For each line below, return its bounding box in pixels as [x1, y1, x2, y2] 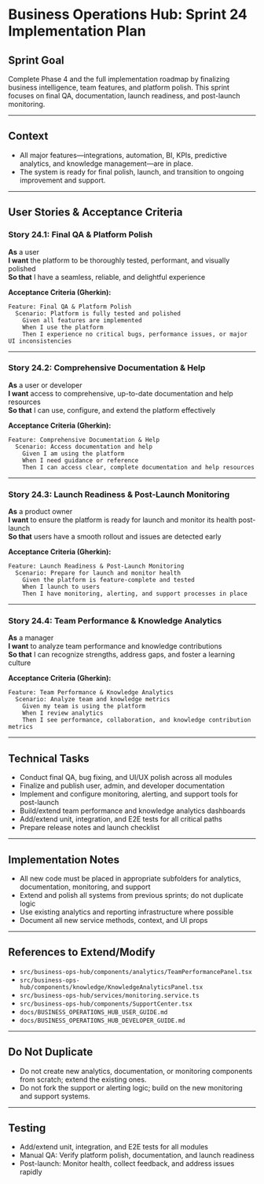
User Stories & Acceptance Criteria [8, 206, 183, 219]
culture [8, 658, 31, 667]
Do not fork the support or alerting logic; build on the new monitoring [19, 1083, 244, 1092]
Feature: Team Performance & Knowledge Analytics [8, 689, 174, 697]
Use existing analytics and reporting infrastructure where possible [19, 907, 234, 917]
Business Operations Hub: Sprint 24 [8, 6, 247, 24]
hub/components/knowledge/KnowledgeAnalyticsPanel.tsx [19, 983, 203, 991]
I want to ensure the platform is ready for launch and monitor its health [8, 515, 237, 524]
